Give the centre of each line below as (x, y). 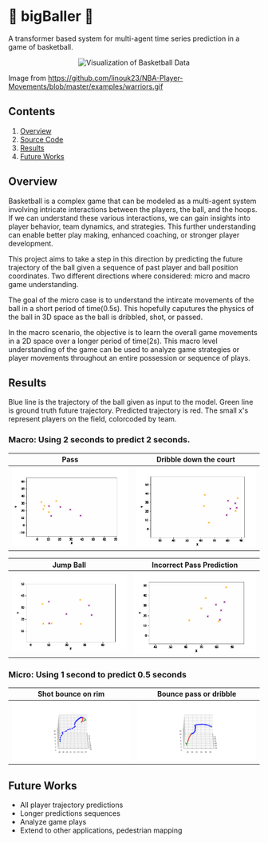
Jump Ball (69, 565)
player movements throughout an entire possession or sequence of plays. (130, 358)
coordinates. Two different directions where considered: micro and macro (129, 276)
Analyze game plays (53, 822)
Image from (27, 78)
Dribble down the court (196, 460)
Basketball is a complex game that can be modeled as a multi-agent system (132, 201)
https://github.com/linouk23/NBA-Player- (115, 78)
